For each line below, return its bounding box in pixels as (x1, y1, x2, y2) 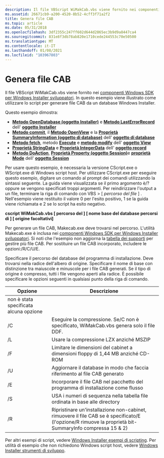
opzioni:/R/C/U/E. (5, 246, 40, 252)
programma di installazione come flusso (51, 384, 143, 391)
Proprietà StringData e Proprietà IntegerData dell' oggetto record (12, 145, 147, 151)
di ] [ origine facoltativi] (5, 216, 54, 222)
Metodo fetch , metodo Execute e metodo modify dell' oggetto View (12, 140, 151, 146)
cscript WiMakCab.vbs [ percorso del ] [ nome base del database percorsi (5, 210, 158, 216)
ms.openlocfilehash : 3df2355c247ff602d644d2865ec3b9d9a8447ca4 (5, 30, 137, 35)
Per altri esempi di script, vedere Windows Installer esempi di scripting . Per (5, 437, 156, 443)
